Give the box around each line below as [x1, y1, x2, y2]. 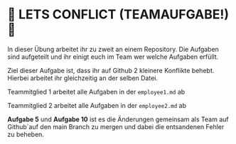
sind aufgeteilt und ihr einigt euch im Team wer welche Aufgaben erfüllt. [7, 52, 219, 61]
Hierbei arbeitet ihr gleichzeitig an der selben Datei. [7, 74, 159, 82]
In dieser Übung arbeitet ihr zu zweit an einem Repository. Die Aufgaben [7, 45, 219, 53]
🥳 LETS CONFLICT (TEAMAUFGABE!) [7, 6, 230, 23]
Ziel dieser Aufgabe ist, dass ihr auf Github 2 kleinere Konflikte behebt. [7, 66, 215, 74]
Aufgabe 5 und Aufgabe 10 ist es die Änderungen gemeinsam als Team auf [7, 115, 229, 123]
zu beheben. [7, 130, 45, 138]
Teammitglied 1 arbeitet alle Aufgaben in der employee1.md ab [7, 87, 186, 96]
